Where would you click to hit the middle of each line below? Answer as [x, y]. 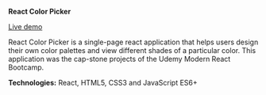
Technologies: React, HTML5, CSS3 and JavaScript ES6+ [103, 83]
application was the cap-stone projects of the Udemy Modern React [120, 59]
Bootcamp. [26, 67]
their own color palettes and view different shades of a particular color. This [132, 50]
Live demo [25, 27]
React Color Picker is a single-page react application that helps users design [133, 42]
